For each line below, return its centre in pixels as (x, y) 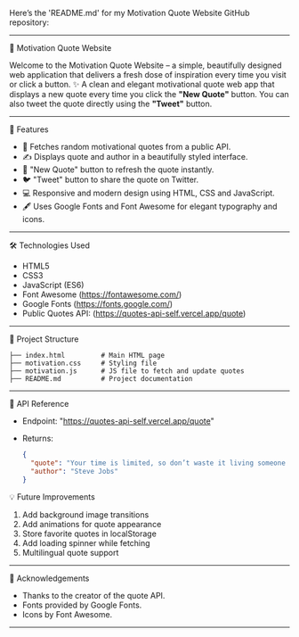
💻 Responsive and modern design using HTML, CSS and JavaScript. (149, 193)
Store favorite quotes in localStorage (89, 534)
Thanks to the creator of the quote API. (93, 595)
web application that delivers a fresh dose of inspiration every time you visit (148, 74)
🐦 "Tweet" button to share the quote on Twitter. (110, 179)
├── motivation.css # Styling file (83, 363)
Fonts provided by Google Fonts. (82, 605)
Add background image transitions (85, 514)
